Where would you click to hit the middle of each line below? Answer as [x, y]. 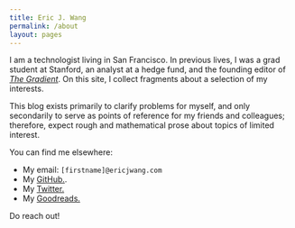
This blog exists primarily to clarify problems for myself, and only [130, 106]
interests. [27, 89]
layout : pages [36, 34]
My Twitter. [43, 189]
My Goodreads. [51, 198]
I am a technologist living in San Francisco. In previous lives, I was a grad [145, 60]
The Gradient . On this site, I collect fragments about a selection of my [138, 79]
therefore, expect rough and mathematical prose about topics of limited [142, 125]
